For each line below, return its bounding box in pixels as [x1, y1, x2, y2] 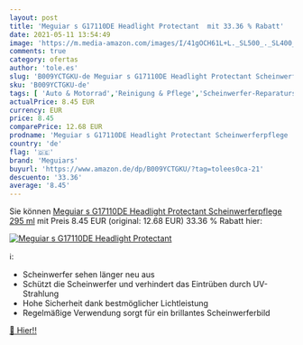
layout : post [9, 13, 59, 23]
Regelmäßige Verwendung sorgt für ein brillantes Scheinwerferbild [22, 308, 271, 319]
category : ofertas [9, 55, 78, 64]
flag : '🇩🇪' [9, 147, 54, 156]
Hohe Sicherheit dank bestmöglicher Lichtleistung [22, 298, 209, 309]
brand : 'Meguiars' [9, 155, 78, 165]
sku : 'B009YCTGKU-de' [9, 80, 91, 89]
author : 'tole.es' [9, 64, 78, 73]
